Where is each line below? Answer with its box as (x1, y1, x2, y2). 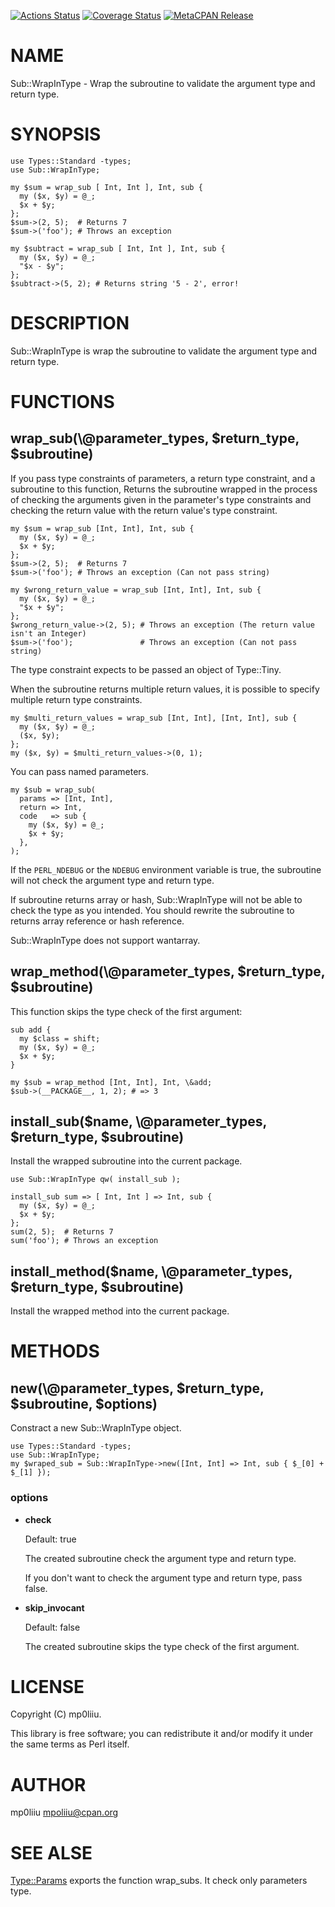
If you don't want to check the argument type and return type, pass (24, 1571, 303, 1584)
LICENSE (10, 1675, 85, 1698)
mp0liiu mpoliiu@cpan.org (10, 1806, 119, 1819)
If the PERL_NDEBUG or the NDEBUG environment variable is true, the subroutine (10, 863, 322, 875)
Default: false (24, 1621, 81, 1633)
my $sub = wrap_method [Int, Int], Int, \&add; (10, 1077, 213, 1087)
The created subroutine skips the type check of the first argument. (24, 1640, 300, 1652)
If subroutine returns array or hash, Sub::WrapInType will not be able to (10, 893, 303, 905)
